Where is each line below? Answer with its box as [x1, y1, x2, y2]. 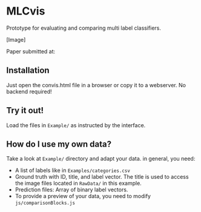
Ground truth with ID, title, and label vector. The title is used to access [15, 173, 189, 181]
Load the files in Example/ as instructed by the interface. [6, 121, 146, 128]
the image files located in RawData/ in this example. [15, 180, 142, 187]
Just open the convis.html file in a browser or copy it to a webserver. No [6, 81, 186, 88]
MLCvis [6, 4, 45, 18]
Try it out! [6, 105, 44, 116]
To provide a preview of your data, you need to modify [15, 193, 151, 200]
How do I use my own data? [6, 139, 112, 149]
